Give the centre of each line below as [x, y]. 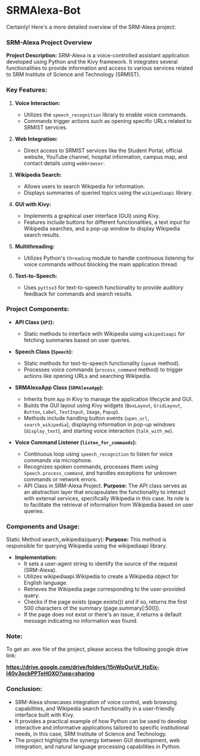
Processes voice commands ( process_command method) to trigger [103, 369]
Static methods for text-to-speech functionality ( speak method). [102, 363]
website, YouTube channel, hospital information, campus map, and [106, 156]
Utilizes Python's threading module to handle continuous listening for [109, 258]
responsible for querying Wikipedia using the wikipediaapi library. [87, 546]
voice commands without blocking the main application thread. [101, 264]
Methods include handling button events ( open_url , [86, 418]
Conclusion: [24, 689]
